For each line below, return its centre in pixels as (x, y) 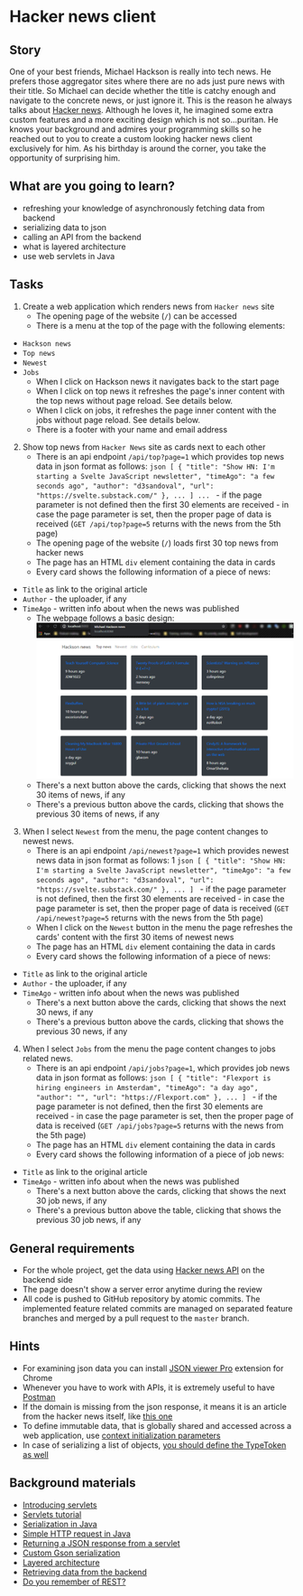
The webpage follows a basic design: (105, 618)
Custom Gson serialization (71, 1553)
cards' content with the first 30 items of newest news (135, 938)
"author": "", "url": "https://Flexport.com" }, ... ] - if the (156, 1097)
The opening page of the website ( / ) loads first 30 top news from (157, 543)
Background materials (73, 1483)
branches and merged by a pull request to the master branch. (136, 1318)
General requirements (72, 1248)
